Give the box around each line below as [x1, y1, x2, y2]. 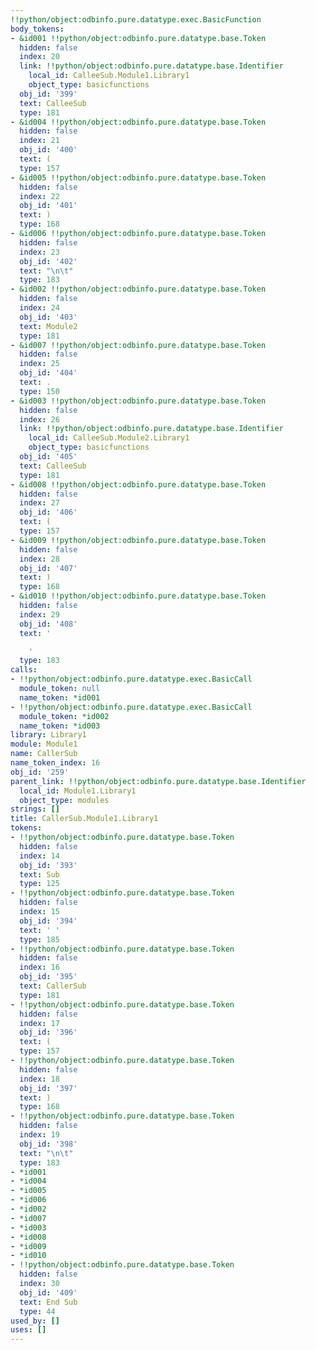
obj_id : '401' [19, 201, 78, 211]
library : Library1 [10, 730, 87, 740]
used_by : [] [10, 1316, 60, 1326]
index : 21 [19, 136, 60, 146]
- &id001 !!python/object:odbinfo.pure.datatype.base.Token [10, 33, 267, 43]
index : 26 [19, 414, 60, 425]
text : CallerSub [19, 981, 87, 991]
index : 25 [19, 359, 60, 369]
